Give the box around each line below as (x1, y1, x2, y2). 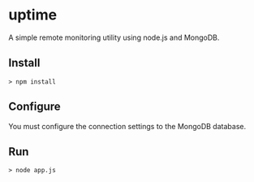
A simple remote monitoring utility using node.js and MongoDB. (8, 32, 220, 42)
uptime (8, 6, 58, 24)
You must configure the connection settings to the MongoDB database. (8, 121, 246, 131)
